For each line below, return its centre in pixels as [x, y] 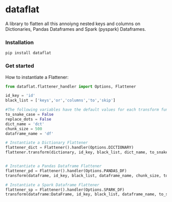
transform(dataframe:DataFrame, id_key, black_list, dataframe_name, [81, 194]
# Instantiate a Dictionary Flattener [47, 143]
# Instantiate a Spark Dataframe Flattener [52, 185]
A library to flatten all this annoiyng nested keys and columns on [73, 24]
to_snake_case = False [29, 115]
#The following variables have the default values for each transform [82, 110]
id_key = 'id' [20, 96]
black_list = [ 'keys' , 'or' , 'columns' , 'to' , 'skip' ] [60, 100]
